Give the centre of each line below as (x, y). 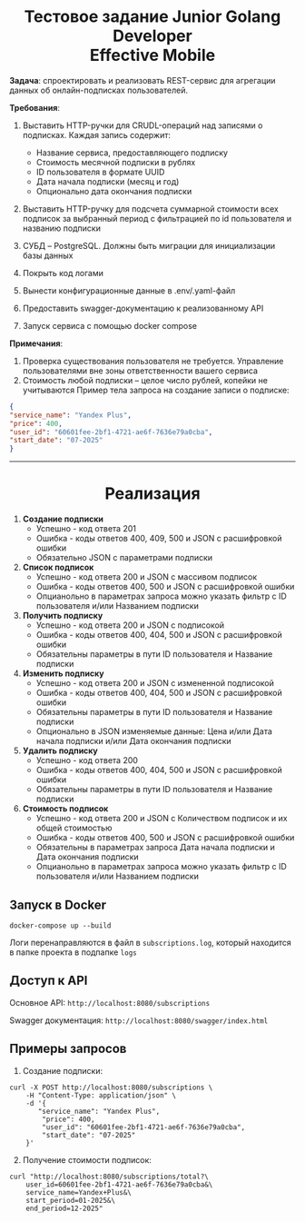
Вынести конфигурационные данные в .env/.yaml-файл (129, 290)
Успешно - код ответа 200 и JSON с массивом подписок (146, 577)
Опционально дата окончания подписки (114, 191)
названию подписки (62, 228)
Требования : (35, 107)
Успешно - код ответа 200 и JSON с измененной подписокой (155, 683)
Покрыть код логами (63, 273)
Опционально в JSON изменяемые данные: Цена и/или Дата (154, 731)
